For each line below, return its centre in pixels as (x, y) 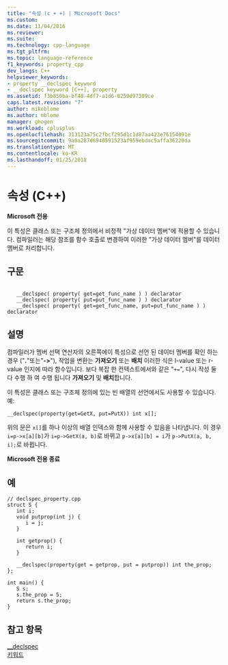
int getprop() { (39, 541)
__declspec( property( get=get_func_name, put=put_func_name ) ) (111, 305)
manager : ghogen (30, 122)
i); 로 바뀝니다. (27, 444)
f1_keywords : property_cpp (45, 64)
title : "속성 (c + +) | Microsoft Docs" (64, 13)
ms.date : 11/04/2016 (37, 26)
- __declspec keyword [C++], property (62, 90)
